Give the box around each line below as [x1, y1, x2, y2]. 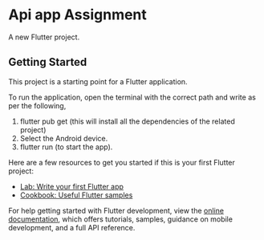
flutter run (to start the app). [19, 142, 113, 152]
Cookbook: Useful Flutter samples [19, 190, 133, 200]
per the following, [8, 100, 67, 110]
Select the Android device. [19, 133, 108, 143]
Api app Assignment [8, 6, 147, 24]
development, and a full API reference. [8, 222, 136, 232]
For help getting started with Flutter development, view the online [8, 205, 225, 215]
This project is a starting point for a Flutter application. [8, 76, 188, 86]
